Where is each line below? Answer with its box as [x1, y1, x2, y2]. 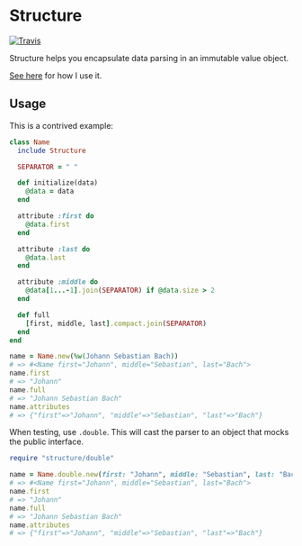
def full [17, 310, 50, 320]
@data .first [25, 220, 70, 229]
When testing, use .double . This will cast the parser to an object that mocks [9, 427, 289, 438]
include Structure [17, 146, 87, 155]
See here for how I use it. [9, 69, 102, 81]
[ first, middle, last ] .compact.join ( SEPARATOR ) [25, 319, 207, 328]
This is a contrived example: [9, 120, 114, 131]
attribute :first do [17, 212, 94, 221]
